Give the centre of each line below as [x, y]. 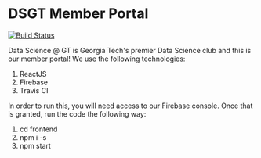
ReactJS [33, 74]
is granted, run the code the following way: [77, 113]
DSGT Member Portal [78, 14]
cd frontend [38, 129]
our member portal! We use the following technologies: [97, 59]
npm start [35, 145]
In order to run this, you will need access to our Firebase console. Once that [130, 106]
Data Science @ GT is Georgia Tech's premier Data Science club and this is [130, 50]
